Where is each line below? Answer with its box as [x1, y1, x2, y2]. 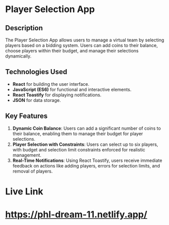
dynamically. [5, 53, 32, 59]
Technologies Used [5, 68, 67, 76]
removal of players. [12, 168, 53, 174]
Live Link [5, 186, 44, 197]
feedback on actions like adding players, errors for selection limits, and [12, 162, 160, 168]
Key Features [5, 112, 48, 121]
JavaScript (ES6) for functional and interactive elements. [12, 86, 132, 92]
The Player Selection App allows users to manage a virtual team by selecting [5, 37, 164, 43]
